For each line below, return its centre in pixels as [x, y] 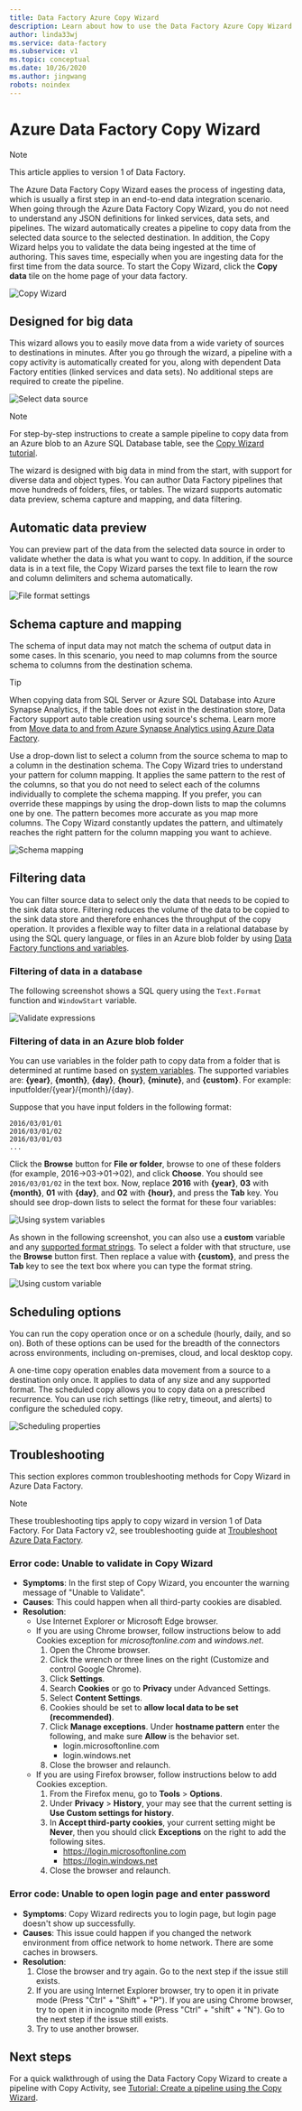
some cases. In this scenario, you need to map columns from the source [143, 655]
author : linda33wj [44, 34]
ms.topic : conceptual [50, 60]
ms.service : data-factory [58, 43]
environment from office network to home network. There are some [148, 1942]
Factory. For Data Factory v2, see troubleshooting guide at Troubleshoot [143, 1531]
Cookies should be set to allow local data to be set [144, 1708]
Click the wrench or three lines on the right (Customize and [159, 1660]
